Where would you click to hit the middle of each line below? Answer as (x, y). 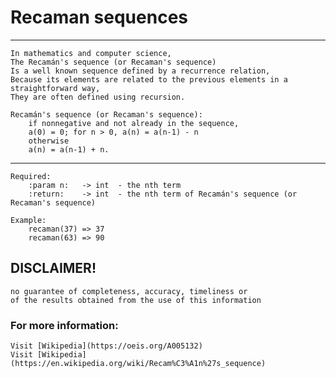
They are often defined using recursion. (98, 97)
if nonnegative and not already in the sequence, (134, 123)
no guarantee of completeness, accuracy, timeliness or (129, 291)
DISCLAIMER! (53, 268)
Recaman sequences (99, 17)
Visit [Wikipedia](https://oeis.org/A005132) (106, 346)
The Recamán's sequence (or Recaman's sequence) (113, 62)
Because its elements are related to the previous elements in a (149, 79)
